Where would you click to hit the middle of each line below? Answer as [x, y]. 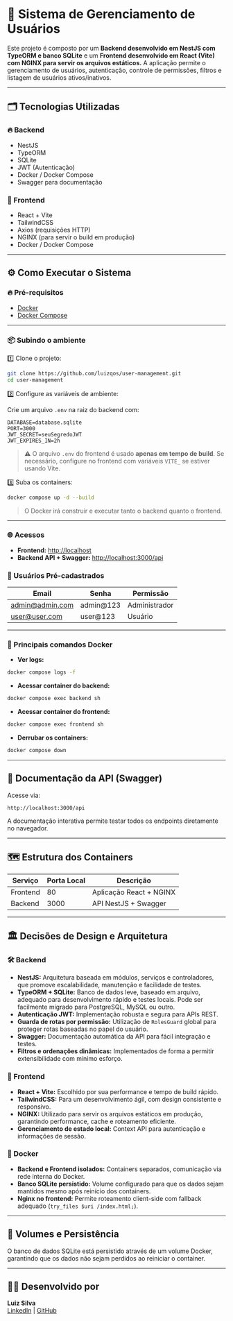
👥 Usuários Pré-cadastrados [56, 575]
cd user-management [35, 380]
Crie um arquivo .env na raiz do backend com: [73, 409]
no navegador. [28, 828]
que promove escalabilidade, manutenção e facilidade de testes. [110, 985]
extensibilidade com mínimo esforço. [70, 1059]
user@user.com [37, 617]
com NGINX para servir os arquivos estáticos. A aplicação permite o [106, 62]
